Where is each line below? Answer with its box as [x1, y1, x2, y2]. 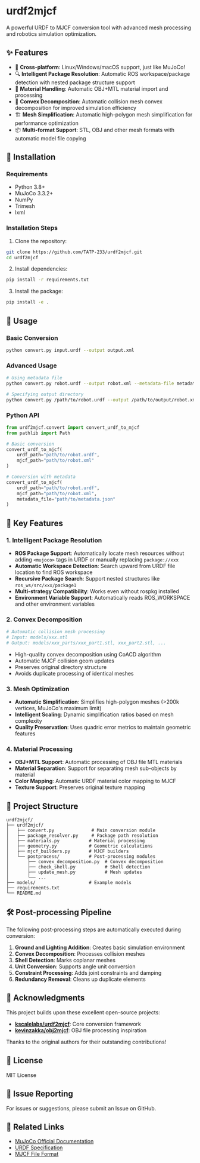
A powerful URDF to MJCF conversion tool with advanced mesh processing [6, 24, 192, 31]
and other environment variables [14, 600, 95, 607]
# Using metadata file [6, 375, 62, 381]
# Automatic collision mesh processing [6, 629, 105, 635]
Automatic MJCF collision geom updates [14, 657, 115, 664]
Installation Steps [6, 224, 58, 232]
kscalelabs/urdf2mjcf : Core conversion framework [14, 1020, 141, 1027]
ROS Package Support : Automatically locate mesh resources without [14, 550, 185, 557]
